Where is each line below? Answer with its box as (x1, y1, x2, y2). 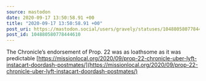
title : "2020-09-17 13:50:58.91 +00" (6, 20, 103, 26)
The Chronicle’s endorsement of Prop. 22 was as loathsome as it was (6, 48, 181, 55)
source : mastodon (6, 9, 51, 15)
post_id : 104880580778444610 (6, 32, 81, 38)
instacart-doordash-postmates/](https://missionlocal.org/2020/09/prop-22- (6, 62, 198, 69)
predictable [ (6, 55, 39, 62)
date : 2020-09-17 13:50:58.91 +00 (6, 15, 95, 21)
